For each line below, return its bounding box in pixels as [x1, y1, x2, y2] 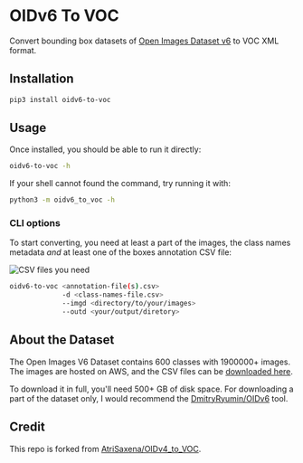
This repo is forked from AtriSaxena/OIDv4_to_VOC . [9, 443, 202, 454]
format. [9, 44, 37, 55]
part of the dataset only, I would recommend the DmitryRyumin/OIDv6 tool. [9, 392, 289, 403]
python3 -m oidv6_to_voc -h [9, 195, 116, 204]
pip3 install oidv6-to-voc [9, 95, 111, 104]
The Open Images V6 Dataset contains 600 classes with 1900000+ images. [9, 356, 291, 367]
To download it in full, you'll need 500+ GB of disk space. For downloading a [9, 383, 294, 394]
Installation [9, 71, 74, 87]
